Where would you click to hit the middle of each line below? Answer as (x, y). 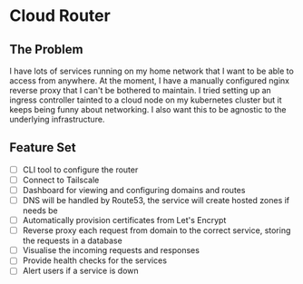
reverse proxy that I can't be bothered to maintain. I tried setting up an (141, 90)
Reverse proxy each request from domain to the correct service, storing (156, 230)
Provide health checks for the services (95, 260)
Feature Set (43, 147)
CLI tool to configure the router (80, 170)
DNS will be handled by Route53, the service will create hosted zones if (156, 200)
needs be (40, 211)
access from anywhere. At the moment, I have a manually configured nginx (150, 81)
